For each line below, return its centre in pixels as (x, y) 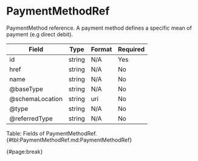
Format (101, 49)
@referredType (31, 118)
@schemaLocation (36, 99)
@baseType (26, 89)
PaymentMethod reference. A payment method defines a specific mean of (99, 28)
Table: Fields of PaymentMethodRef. (52, 133)
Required (131, 49)
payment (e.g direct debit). (40, 34)
